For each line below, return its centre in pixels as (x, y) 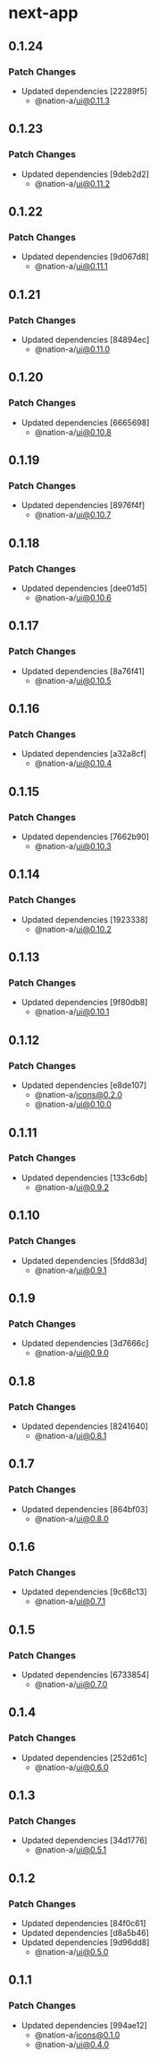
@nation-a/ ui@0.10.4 (73, 763)
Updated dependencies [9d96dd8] (85, 1942)
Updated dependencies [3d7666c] (85, 1344)
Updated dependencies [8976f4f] (83, 505)
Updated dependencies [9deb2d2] (85, 174)
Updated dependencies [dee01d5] (84, 588)
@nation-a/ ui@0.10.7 (73, 515)
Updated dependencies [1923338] (84, 919)
